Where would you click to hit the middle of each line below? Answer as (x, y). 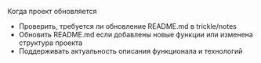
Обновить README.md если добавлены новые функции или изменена (136, 35)
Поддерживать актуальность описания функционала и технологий (130, 51)
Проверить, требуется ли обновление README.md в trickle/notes (127, 26)
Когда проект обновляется (52, 11)
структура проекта (51, 43)
